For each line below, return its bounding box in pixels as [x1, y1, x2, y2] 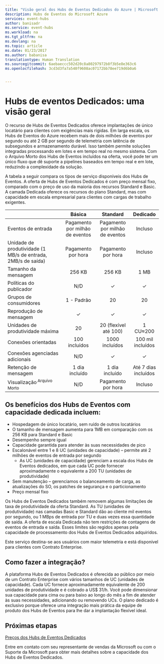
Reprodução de [7, 307, 43, 314]
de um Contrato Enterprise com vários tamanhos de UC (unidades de [5, 576, 144, 582]
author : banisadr [5, 21, 41, 26]
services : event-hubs [5, 16, 49, 21]
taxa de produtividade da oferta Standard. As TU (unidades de [5, 503, 130, 509]
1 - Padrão [65, 297, 91, 303]
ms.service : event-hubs [5, 25, 54, 30]
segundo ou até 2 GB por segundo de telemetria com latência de [5, 138, 135, 144]
